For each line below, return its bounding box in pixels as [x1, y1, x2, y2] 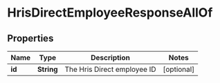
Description [91, 53, 130, 62]
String [37, 64, 58, 74]
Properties [7, 33, 54, 44]
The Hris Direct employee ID [64, 64, 157, 74]
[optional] [163, 64, 195, 74]
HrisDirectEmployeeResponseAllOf [7, 5, 213, 21]
